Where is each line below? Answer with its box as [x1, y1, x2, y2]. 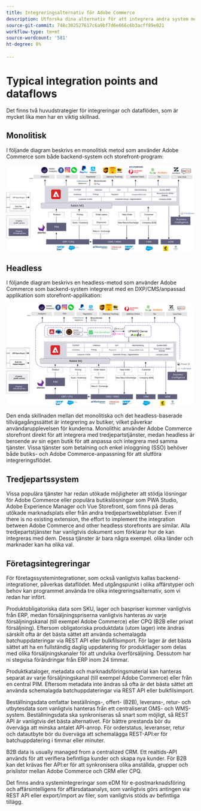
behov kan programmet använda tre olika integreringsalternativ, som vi [6, 587, 181, 594]
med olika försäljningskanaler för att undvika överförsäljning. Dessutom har [6, 650, 191, 657]
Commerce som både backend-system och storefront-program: [6, 153, 164, 160]
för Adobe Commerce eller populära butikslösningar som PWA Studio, [6, 497, 178, 504]
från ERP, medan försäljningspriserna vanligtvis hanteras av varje [6, 612, 167, 619]
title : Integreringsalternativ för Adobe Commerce [6, 10, 135, 16]
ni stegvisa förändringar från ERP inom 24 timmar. [6, 656, 129, 663]
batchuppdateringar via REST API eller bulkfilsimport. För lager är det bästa [6, 637, 191, 644]
